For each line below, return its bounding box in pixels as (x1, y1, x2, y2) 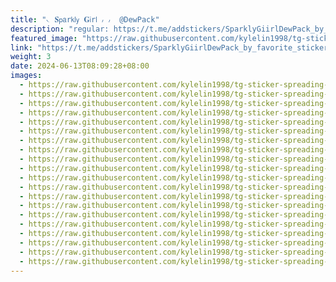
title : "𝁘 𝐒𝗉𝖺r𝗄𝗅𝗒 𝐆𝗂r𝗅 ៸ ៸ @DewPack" (10, 14, 160, 25)
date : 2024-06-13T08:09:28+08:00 (10, 61, 150, 71)
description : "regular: (10, 24, 110, 34)
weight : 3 (10, 52, 52, 62)
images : (10, 71, 43, 81)
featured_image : (10, 33, 78, 43)
